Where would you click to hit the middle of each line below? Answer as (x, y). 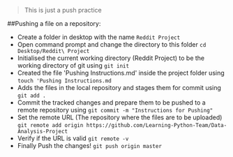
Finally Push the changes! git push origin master (90, 145)
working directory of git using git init (73, 65)
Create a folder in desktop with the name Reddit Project (99, 37)
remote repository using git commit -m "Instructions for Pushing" (115, 110)
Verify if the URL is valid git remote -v (73, 138)
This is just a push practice (63, 10)
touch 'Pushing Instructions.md (64, 81)
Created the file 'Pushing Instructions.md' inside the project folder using (121, 73)
